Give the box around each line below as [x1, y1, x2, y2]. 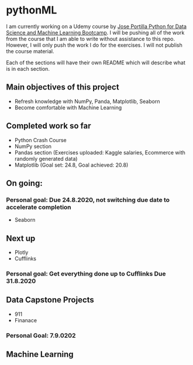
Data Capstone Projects [6, 295, 95, 305]
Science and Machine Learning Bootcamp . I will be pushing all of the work [6, 29, 185, 36]
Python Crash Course [14, 136, 67, 143]
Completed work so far [6, 121, 92, 131]
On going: [6, 178, 43, 188]
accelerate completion [6, 203, 71, 211]
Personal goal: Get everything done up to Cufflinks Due [6, 270, 166, 278]
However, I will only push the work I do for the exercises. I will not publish [6, 42, 183, 49]
